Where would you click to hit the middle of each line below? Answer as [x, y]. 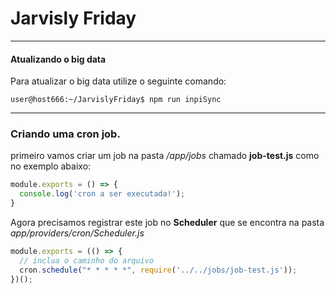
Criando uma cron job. [65, 134]
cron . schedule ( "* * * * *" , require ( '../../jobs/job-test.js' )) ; [158, 270]
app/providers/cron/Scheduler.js [77, 233]
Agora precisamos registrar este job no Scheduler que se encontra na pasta [167, 223]
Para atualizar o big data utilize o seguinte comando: [118, 81]
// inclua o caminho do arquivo [87, 260]
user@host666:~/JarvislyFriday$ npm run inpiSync [116, 100]
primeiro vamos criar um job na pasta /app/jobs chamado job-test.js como [165, 156]
